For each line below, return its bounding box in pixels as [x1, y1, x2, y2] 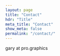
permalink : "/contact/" [5, 31, 56, 36]
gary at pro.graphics [5, 45, 48, 51]
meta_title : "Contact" [5, 21, 53, 27]
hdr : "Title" [5, 17, 33, 22]
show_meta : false [5, 26, 42, 32]
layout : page [5, 7, 33, 13]
